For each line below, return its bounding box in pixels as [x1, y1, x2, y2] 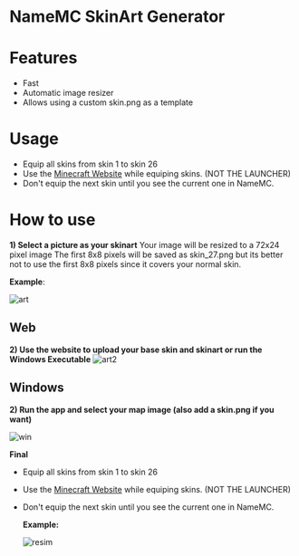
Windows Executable [9, 353, 92, 364]
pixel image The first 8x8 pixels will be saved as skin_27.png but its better [9, 249, 284, 260]
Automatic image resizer [22, 88, 114, 99]
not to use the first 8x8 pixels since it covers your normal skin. [9, 259, 242, 269]
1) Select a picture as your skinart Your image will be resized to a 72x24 [9, 240, 280, 250]
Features [9, 48, 78, 69]
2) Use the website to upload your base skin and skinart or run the [9, 344, 263, 355]
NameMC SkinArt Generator [9, 6, 226, 27]
